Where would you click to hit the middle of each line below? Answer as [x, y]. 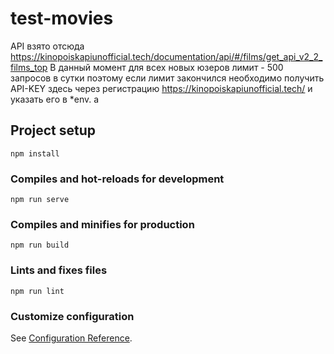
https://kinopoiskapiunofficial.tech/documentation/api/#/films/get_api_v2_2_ [166, 56]
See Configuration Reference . [71, 338]
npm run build [40, 245]
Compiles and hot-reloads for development [117, 179]
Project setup [53, 130]
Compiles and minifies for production [102, 224]
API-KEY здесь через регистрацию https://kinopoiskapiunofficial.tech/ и [161, 88]
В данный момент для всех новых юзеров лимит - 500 [166, 67]
